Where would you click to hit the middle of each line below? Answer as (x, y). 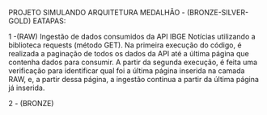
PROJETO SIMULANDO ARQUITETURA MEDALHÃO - (97, 12)
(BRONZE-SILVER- (218, 12)
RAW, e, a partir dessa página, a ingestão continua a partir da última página (133, 79)
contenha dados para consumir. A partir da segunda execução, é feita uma (133, 62)
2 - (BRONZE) (31, 103)
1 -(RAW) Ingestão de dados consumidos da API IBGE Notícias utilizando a (132, 37)
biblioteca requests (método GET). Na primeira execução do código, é (125, 45)
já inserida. (27, 88)
